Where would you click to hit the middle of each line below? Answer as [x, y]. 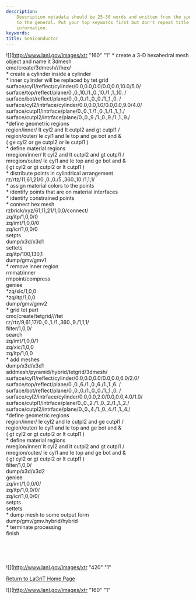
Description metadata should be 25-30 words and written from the [99, 17]
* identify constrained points [40, 198]
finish [13, 533]
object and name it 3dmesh [39, 61]
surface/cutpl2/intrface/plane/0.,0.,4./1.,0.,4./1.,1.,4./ [68, 409]
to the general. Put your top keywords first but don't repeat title [103, 22]
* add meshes [23, 359]
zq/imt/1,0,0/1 [22, 341]
